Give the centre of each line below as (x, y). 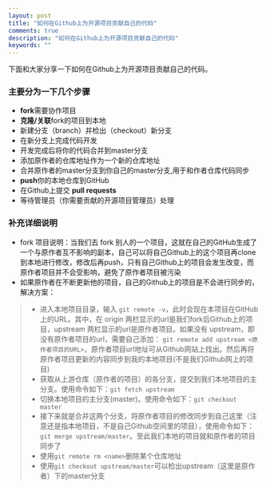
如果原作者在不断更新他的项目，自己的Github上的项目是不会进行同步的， (139, 282)
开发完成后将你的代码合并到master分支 (84, 151)
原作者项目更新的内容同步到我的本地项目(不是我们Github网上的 (143, 359)
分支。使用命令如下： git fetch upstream (107, 389)
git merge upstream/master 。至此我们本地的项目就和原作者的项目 (147, 435)
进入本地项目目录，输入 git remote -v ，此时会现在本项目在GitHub (149, 309)
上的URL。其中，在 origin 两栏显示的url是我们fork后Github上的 (143, 319)
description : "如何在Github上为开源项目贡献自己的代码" (93, 38)
